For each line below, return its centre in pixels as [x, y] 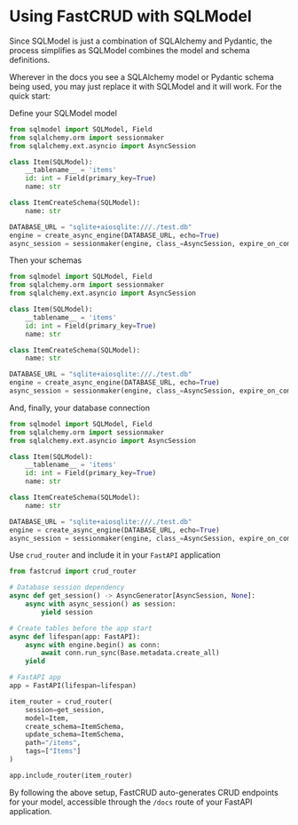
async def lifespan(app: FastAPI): [75, 637]
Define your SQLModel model [63, 113]
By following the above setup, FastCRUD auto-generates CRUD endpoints [144, 792]
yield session [67, 612]
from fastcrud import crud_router [73, 571]
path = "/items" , [53, 743]
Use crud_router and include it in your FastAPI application [115, 555]
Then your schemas [46, 260]
